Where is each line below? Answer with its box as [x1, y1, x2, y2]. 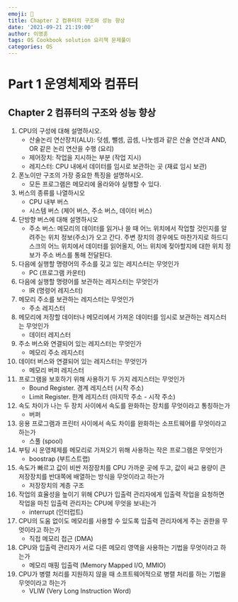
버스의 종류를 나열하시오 [18, 189, 86, 197]
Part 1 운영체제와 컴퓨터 [8, 76, 139, 92]
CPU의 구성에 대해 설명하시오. [18, 127, 102, 135]
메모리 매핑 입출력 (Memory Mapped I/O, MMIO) [28, 561, 166, 569]
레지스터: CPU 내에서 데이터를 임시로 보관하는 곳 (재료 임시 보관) [28, 162, 208, 170]
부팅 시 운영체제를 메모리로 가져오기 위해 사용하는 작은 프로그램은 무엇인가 [18, 446, 223, 454]
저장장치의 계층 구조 [28, 481, 84, 489]
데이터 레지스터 [28, 330, 72, 339]
